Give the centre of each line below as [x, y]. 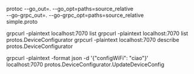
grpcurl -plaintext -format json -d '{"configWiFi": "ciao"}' [77, 58]
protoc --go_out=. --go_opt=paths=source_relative [70, 9]
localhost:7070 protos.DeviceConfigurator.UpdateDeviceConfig [85, 64]
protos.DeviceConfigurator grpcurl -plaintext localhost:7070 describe [93, 40]
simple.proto [22, 22]
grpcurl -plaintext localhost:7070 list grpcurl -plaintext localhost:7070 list [97, 33]
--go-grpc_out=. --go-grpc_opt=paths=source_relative [75, 15]
